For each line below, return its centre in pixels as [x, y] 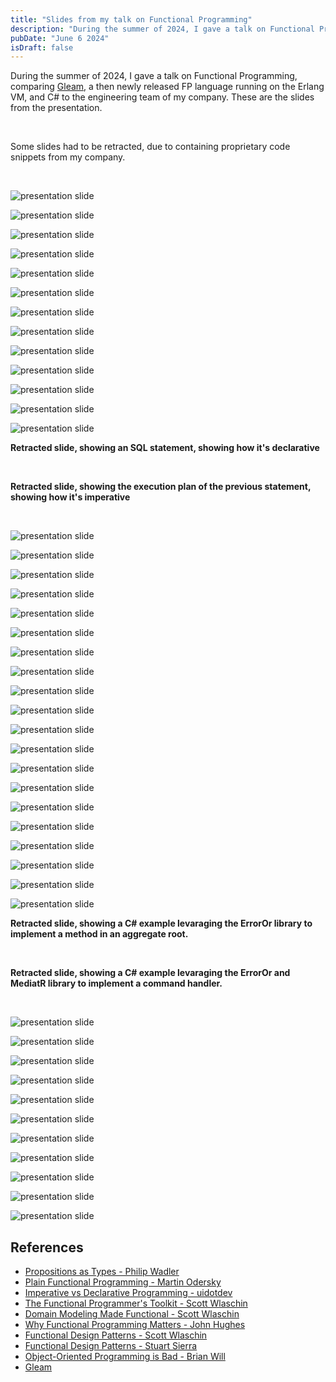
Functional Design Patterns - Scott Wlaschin [116, 1335]
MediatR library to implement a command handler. [116, 983]
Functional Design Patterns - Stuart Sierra [111, 1346]
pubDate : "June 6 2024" [60, 38]
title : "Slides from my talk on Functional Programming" [131, 19]
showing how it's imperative [70, 497]
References [47, 1247]
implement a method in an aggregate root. [99, 934]
